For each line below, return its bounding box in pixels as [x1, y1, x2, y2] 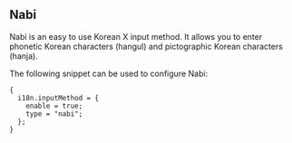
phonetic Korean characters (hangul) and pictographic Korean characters [9, 41, 284, 52]
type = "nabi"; [25, 109, 83, 119]
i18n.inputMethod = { [17, 93, 100, 102]
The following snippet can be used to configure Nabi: [9, 68, 209, 79]
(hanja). [9, 50, 38, 62]
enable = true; [25, 101, 83, 110]
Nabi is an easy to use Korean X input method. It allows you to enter [9, 31, 263, 42]
